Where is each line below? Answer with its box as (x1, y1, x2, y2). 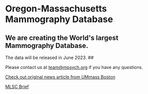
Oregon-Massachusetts (5, 3, 107, 14)
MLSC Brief (5, 83, 29, 89)
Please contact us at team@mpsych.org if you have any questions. (5, 64, 143, 70)
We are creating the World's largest (5, 33, 119, 42)
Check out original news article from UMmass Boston (5, 74, 115, 80)
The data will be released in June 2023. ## (5, 54, 94, 60)
